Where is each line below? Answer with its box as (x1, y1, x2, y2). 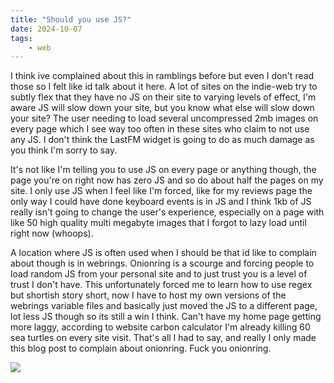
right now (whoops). (10, 227, 94, 240)
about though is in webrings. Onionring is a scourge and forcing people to (10, 257, 315, 270)
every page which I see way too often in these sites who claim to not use (10, 123, 310, 135)
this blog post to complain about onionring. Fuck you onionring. (10, 342, 272, 355)
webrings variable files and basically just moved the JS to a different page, (10, 300, 318, 312)
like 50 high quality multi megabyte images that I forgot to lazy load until (10, 217, 307, 229)
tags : (10, 33, 33, 43)
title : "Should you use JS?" (10, 14, 132, 25)
